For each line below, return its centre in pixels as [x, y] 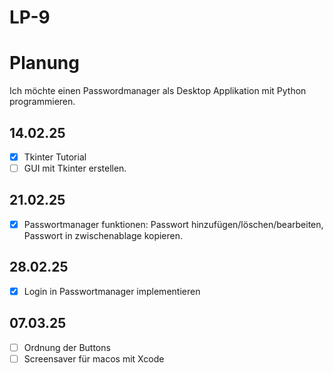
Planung [44, 63]
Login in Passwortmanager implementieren [112, 291]
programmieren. [42, 102]
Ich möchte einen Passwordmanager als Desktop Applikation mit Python [158, 91]
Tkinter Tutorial [55, 157]
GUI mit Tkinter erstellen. [75, 168]
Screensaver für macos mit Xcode [94, 358]
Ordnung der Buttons [67, 347]
